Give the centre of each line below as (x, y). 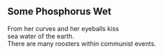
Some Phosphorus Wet (59, 12)
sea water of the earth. (41, 36)
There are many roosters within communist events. (82, 43)
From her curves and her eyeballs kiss (63, 28)
